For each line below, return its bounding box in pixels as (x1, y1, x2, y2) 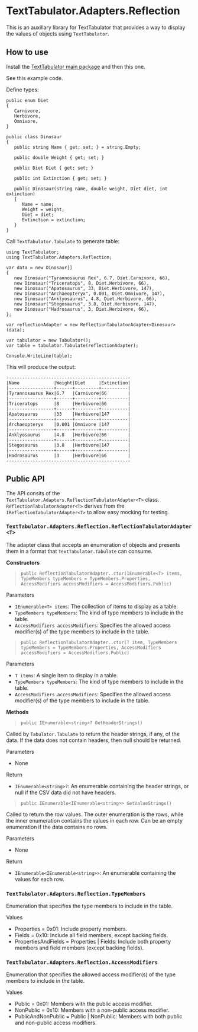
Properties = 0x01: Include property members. (14, 925, 128, 932)
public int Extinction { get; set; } (14, 175, 108, 181)
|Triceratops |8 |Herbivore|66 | (6, 400, 131, 407)
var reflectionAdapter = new (6, 321, 78, 327)
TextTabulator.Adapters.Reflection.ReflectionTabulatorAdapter (6, 523, 192, 530)
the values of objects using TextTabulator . (6, 30, 109, 37)
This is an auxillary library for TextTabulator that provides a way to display (6, 24, 186, 31)
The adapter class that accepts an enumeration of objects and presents (6, 541, 180, 548)
